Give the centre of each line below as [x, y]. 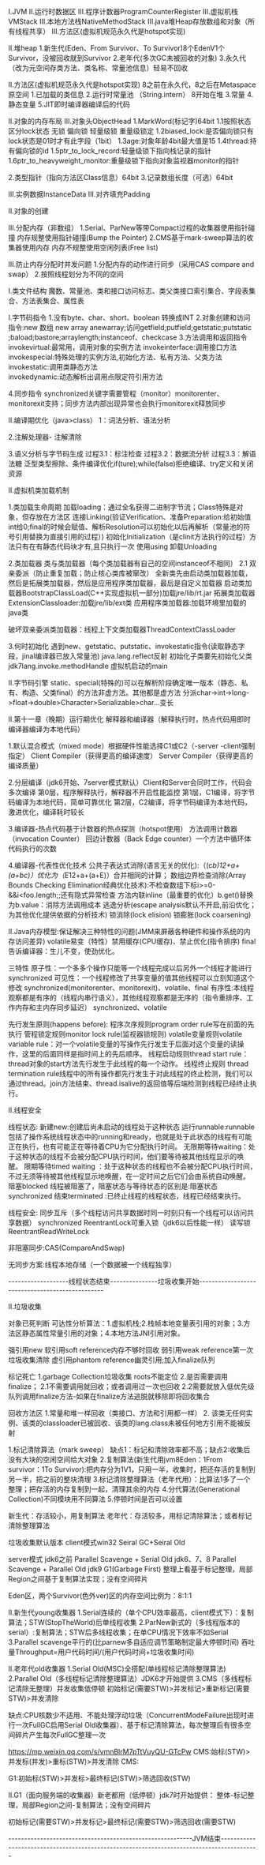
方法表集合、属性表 [53, 301]
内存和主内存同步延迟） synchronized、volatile [91, 1008]
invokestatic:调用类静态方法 [53, 367]
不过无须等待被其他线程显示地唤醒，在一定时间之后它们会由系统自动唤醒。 [129, 1176]
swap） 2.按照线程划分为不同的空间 [66, 274]
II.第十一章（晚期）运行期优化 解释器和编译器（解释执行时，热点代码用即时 [129, 719]
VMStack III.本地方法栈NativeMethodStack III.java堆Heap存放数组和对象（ [128, 21]
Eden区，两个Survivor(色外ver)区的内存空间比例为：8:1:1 [100, 1596]
